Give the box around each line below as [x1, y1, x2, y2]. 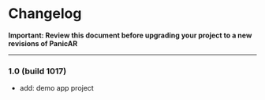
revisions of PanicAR [8, 38, 78, 48]
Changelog [8, 5, 82, 23]
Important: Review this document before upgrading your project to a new [8, 30, 252, 40]
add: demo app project [19, 84, 95, 93]
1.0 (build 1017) [8, 66, 67, 77]
